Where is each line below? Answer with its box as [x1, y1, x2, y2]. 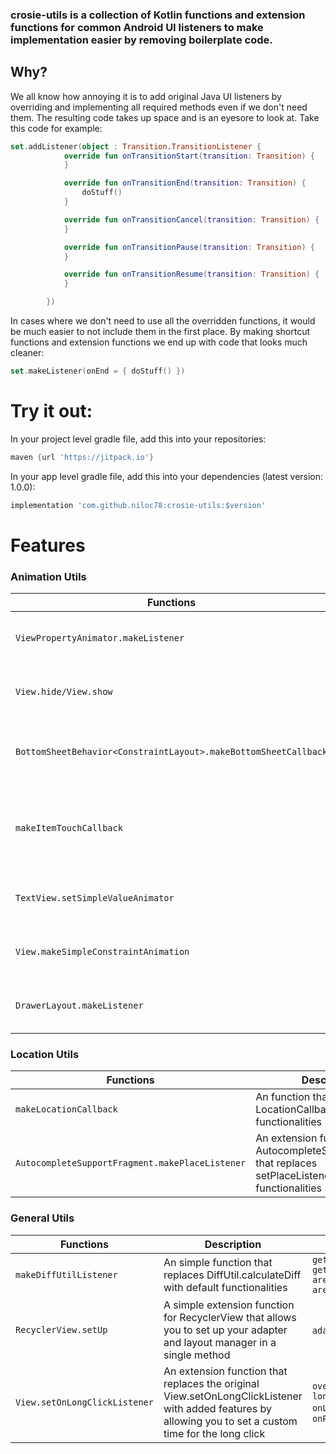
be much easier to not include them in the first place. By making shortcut [10, 326, 310, 338]
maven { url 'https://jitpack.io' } [10, 452, 155, 462]
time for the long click [163, 1426, 266, 1440]
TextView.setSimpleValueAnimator [15, 893, 175, 904]
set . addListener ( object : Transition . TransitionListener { [10, 141, 262, 152]
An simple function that [163, 1255, 273, 1269]
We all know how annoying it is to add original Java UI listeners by [10, 90, 282, 102]
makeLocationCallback [15, 1104, 118, 1115]
